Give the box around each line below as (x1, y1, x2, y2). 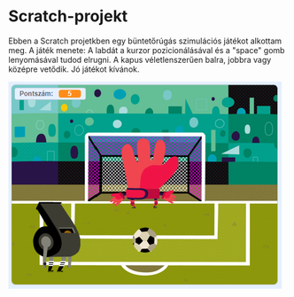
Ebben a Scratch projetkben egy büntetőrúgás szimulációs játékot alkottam (8, 35, 282, 46)
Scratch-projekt (8, 6, 128, 27)
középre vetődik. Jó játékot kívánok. (8, 64, 140, 74)
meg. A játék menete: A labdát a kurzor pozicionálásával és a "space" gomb (8, 44, 285, 55)
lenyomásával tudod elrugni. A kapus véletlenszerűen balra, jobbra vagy (8, 54, 272, 65)
